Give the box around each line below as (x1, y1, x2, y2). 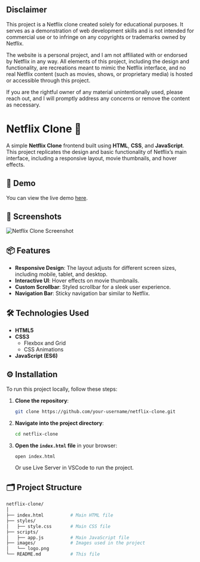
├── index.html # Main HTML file (6, 512, 113, 518)
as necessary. (6, 101, 41, 108)
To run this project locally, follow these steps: (6, 385, 118, 393)
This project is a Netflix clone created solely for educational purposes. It (6, 20, 184, 28)
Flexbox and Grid (23, 339, 66, 347)
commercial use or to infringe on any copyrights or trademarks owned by (6, 33, 186, 41)
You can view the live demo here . (6, 194, 88, 201)
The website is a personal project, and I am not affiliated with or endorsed (6, 51, 188, 59)
